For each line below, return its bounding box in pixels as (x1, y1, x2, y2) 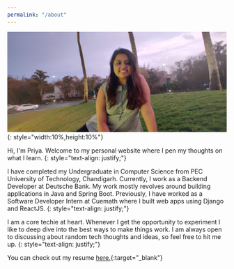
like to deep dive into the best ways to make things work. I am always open (7, 225, 222, 233)
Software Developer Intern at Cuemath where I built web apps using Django (7, 197, 224, 206)
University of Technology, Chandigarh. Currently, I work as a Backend (7, 175, 208, 183)
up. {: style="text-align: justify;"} (7, 240, 101, 249)
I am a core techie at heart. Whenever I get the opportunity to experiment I (7, 218, 221, 226)
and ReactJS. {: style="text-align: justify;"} (7, 204, 130, 213)
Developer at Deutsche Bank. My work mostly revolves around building (7, 182, 211, 191)
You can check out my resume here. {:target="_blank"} (7, 254, 164, 262)
